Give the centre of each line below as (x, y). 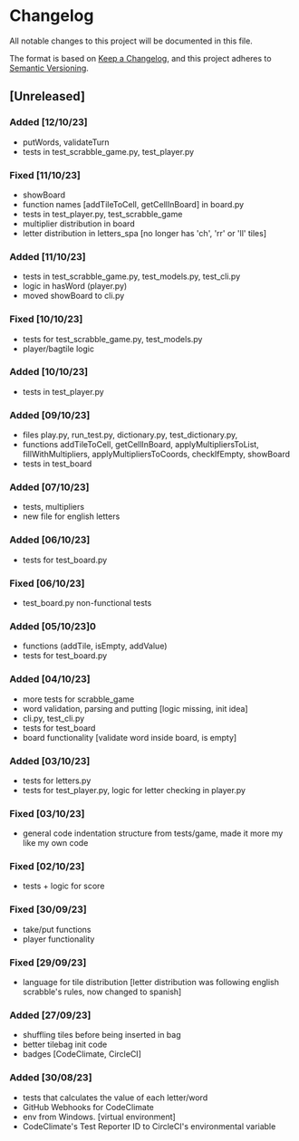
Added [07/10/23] (49, 487)
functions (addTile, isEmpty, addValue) (95, 646)
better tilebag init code (65, 1045)
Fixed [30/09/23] (48, 909)
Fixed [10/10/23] (46, 320)
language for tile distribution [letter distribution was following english (150, 983)
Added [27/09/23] (50, 1015)
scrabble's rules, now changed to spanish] (102, 992)
